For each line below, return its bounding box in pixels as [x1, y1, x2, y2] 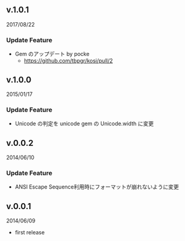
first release [14, 229, 45, 236]
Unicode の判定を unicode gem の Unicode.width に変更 [14, 120, 154, 127]
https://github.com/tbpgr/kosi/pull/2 [23, 57, 113, 64]
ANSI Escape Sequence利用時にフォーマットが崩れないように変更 [14, 183, 179, 190]
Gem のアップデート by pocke [14, 51, 90, 58]
